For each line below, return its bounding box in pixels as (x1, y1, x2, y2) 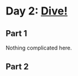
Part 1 (5, 28, 28, 39)
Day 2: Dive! (5, 4, 68, 18)
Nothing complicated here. (5, 44, 72, 51)
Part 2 (5, 62, 29, 72)
